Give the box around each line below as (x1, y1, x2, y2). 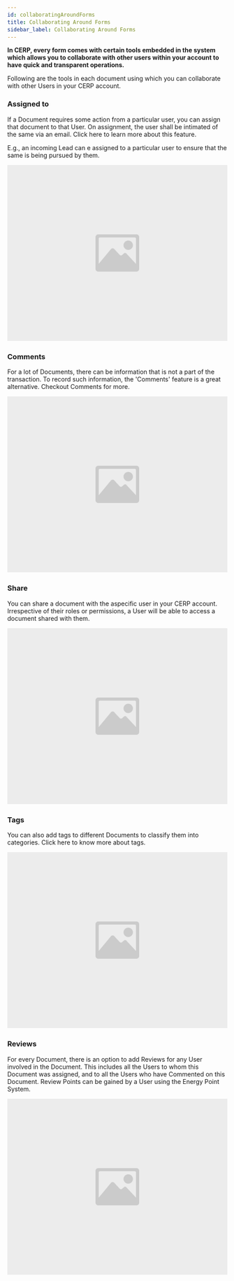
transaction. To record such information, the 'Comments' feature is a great (7, 375, 221, 383)
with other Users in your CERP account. (7, 82, 121, 90)
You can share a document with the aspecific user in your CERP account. (7, 599, 218, 608)
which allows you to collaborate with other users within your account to (7, 53, 219, 62)
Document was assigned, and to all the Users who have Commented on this (7, 1069, 226, 1078)
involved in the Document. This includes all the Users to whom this (7, 1062, 199, 1071)
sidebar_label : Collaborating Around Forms (7, 26, 136, 33)
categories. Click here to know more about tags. (7, 838, 146, 847)
